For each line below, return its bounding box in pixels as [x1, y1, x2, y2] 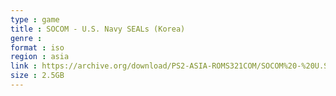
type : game [10, 14, 60, 25]
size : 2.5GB [10, 71, 65, 81]
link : [10, 61, 38, 71]
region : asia [10, 52, 70, 62]
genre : [10, 33, 43, 43]
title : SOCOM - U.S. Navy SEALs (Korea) [10, 24, 186, 34]
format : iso [10, 42, 65, 53]
